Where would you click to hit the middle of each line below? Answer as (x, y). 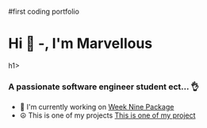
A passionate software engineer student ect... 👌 (104, 87)
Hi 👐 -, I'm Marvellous (80, 44)
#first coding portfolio (44, 12)
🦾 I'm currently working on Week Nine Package (97, 107)
